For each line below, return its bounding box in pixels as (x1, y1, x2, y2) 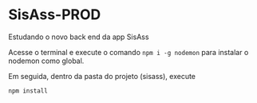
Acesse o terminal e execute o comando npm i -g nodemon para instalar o (8, 47, 249, 57)
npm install (8, 86, 48, 95)
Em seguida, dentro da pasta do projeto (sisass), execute (8, 71, 196, 81)
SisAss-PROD (8, 6, 101, 24)
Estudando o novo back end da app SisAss (8, 32, 149, 42)
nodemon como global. (8, 56, 85, 65)
